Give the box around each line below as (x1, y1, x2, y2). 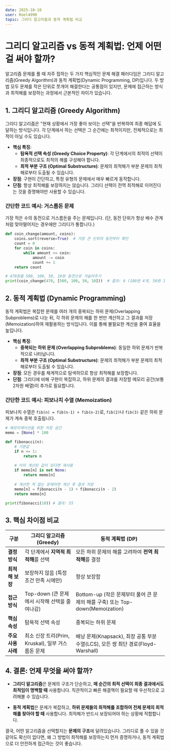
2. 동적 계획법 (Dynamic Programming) (5, 294, 126, 302)
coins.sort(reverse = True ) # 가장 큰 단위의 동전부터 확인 (14, 236, 129, 241)
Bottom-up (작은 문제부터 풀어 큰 (75, 591, 152, 598)
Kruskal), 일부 (24, 640, 57, 647)
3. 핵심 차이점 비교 (5, 516, 59, 524)
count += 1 (32, 260, 56, 265)
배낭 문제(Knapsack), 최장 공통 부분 (75, 633, 157, 640)
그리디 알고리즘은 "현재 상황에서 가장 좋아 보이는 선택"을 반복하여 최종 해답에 (5, 120, 157, 127)
